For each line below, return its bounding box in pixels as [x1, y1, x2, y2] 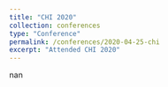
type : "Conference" [9, 29, 81, 38]
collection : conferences [9, 21, 101, 30]
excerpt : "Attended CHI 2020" [9, 46, 121, 54]
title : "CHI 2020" [9, 12, 77, 22]
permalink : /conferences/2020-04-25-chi [9, 37, 161, 47]
